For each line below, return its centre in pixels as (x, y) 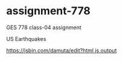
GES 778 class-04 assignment (44, 27)
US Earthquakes (26, 39)
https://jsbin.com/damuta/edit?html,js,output (61, 50)
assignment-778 (49, 11)
